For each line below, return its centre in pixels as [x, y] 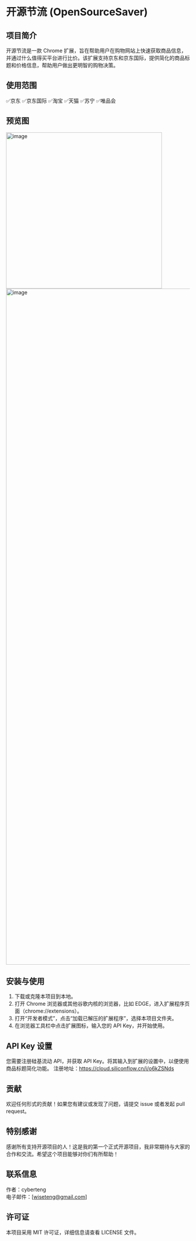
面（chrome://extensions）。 [48, 1011]
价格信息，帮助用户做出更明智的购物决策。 [67, 65]
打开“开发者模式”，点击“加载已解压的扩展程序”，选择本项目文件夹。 [96, 1019]
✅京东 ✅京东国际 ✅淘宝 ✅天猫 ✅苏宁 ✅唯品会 [61, 101]
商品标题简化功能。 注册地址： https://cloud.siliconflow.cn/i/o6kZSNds [90, 1068]
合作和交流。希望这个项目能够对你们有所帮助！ [62, 1154]
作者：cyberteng [26, 1189]
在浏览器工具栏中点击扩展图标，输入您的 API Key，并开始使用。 [91, 1026]
